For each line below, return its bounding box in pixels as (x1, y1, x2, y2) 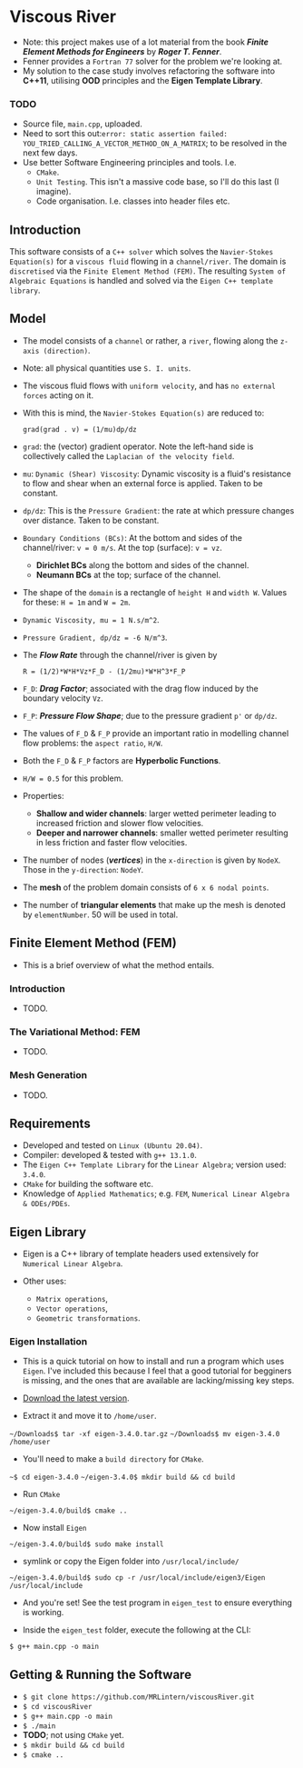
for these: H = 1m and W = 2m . (22, 596, 132, 607)
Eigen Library (9, 1224, 87, 1240)
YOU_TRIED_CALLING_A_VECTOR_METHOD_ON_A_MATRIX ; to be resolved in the (22, 138, 288, 149)
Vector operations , (35, 1303, 109, 1314)
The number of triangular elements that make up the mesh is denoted (22, 899, 286, 910)
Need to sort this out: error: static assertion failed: (22, 128, 229, 139)
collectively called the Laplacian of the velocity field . (22, 450, 235, 461)
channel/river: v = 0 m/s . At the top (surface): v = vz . (22, 542, 222, 553)
